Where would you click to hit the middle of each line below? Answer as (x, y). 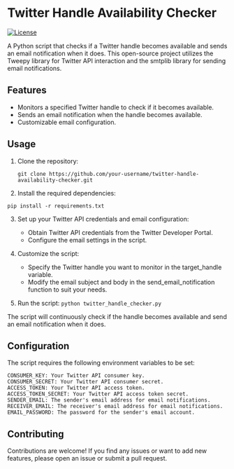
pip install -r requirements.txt (56, 206)
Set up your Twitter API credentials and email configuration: (103, 219)
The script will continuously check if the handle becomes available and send (117, 316)
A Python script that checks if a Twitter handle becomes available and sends (117, 46)
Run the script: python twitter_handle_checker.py (89, 303)
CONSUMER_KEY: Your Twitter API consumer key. (76, 376)
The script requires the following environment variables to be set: (101, 363)
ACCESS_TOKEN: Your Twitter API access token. (76, 388)
